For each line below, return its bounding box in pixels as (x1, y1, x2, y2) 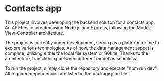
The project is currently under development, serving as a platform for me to (5, 39, 160, 45)
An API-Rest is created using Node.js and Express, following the (5, 24, 136, 30)
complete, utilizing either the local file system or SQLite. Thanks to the (5, 50, 149, 56)
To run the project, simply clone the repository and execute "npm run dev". (5, 65, 158, 71)
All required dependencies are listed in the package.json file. (5, 70, 129, 76)
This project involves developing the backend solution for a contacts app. (5, 19, 155, 25)
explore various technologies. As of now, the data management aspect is (5, 45, 154, 51)
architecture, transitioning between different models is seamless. (5, 55, 138, 61)
